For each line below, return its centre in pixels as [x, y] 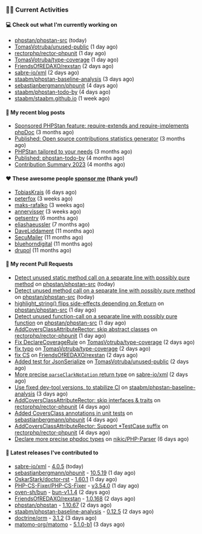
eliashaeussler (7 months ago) [52, 224]
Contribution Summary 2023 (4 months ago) [70, 165]
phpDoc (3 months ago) [44, 132]
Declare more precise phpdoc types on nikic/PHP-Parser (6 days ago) [102, 439]
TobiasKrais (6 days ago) [45, 192]
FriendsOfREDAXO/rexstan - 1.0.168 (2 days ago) [75, 498]
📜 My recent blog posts [35, 112]
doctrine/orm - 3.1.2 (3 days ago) [56, 518]
